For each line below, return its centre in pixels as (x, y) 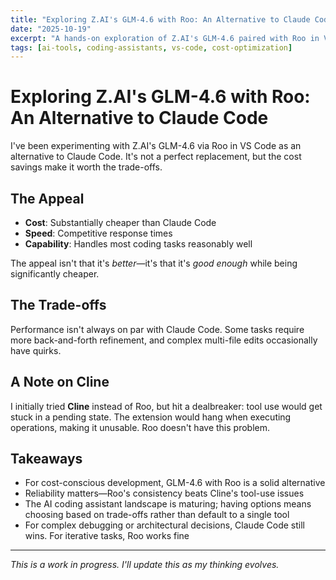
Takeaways (46, 459)
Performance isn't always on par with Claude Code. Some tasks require (157, 329)
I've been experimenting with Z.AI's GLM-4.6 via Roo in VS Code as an (156, 146)
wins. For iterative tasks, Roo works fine (107, 536)
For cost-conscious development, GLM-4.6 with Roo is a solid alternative (175, 483)
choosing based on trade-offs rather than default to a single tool (157, 515)
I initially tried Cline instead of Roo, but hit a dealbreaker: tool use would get (166, 406)
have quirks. (36, 350)
